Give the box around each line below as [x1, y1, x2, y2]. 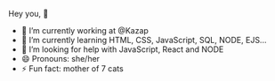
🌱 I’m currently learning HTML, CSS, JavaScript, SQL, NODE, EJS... [20, 35, 267, 45]
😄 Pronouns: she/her [20, 54, 100, 63]
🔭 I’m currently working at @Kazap [20, 26, 149, 35]
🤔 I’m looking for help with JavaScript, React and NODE [20, 44, 224, 55]
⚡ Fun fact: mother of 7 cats [20, 63, 124, 74]
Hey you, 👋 [8, 9, 49, 18]
